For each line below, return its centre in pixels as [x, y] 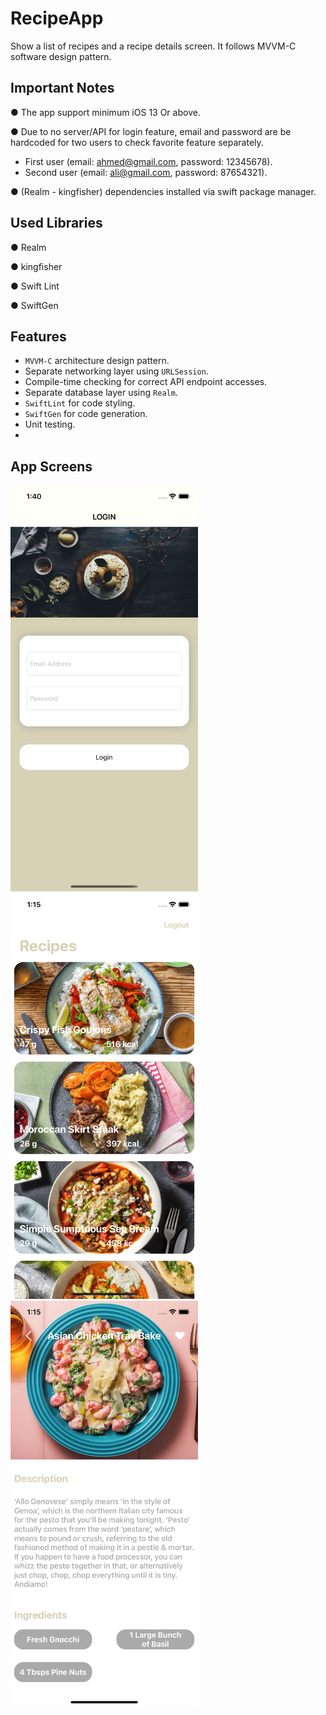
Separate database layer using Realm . [101, 393]
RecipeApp [57, 18]
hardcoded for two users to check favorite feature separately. [137, 142]
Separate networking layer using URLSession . [116, 371]
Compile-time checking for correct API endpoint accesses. [146, 382]
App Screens [51, 466]
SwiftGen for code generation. [86, 414]
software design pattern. [61, 56]
